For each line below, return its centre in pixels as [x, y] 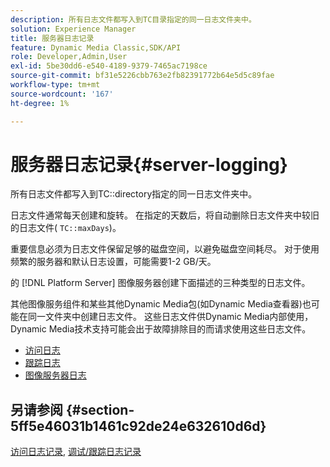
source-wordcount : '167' [62, 94]
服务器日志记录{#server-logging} [149, 164]
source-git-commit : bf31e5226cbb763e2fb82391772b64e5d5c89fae [142, 76]
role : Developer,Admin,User [69, 57]
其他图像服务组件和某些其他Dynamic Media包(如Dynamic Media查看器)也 [161, 304]
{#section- [100, 409]
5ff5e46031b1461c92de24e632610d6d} [138, 426]
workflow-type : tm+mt [55, 85]
